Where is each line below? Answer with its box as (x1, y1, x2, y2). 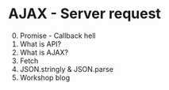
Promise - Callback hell (19, 31, 96, 40)
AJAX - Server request (8, 5, 161, 23)
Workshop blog (19, 73, 70, 82)
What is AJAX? (19, 47, 69, 57)
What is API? (19, 39, 62, 48)
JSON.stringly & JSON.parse (19, 64, 113, 73)
